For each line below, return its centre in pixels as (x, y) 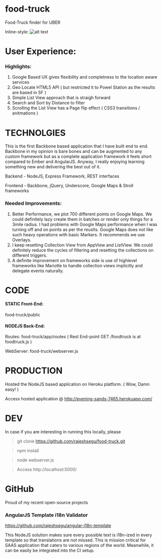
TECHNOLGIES (35, 133)
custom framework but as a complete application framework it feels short (78, 157)
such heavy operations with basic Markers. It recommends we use (78, 234)
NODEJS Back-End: (25, 326)
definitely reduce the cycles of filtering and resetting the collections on (83, 250)
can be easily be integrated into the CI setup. (50, 550)
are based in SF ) (29, 93)
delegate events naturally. (38, 271)
